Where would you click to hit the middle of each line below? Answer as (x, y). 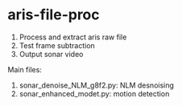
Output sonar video (51, 54)
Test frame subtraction (57, 45)
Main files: (25, 69)
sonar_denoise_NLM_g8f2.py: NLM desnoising (97, 85)
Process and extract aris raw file (73, 37)
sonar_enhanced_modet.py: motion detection (94, 93)
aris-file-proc (54, 15)
